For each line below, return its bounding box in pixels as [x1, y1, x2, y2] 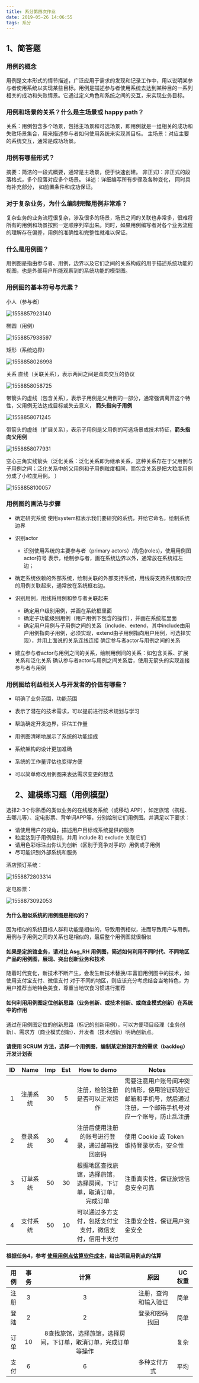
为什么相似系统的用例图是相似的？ [6, 911, 89, 919]
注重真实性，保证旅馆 [124, 1174, 184, 1183]
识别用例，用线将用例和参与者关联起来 [14, 594, 108, 602]
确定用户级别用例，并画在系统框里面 [23, 607, 113, 614]
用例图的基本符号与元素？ [6, 283, 79, 292]
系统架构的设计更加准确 [14, 745, 72, 753]
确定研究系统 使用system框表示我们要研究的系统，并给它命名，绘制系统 [14, 514, 190, 522]
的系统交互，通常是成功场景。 [6, 138, 79, 145]
